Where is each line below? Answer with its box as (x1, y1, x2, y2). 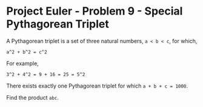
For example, (6, 60, 39, 67)
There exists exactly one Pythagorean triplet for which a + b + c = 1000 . (6, 82, 188, 89)
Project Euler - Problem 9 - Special (6, 4, 183, 18)
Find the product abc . (6, 94, 59, 101)
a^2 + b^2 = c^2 (6, 49, 47, 55)
